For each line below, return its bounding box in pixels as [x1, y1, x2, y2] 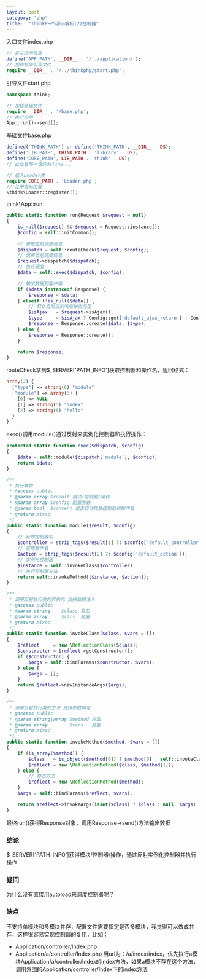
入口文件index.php [6, 38, 53, 45]
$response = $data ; [28, 292, 78, 298]
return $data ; [17, 460, 53, 466]
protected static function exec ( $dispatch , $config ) [6, 443, 144, 449]
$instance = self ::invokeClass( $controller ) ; [17, 562, 136, 568]
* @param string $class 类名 [9, 608, 90, 614]
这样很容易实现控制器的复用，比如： [17, 930, 109, 938]
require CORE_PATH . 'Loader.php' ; [6, 178, 97, 184]
